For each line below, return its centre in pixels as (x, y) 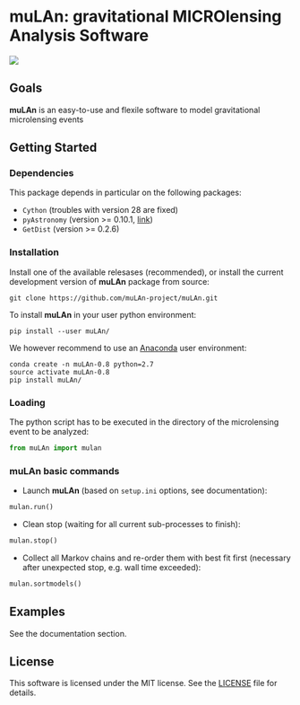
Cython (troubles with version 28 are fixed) (100, 210)
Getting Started (53, 148)
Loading (28, 402)
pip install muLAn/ (46, 380)
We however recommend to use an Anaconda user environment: (128, 348)
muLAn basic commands (64, 471)
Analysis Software (79, 35)
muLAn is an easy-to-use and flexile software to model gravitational (135, 110)
